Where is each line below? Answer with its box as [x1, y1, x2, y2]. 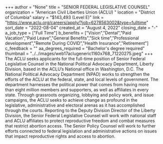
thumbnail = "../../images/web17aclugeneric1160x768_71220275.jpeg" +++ [5, 51, 153, 56]
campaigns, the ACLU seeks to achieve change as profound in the [5, 97, 138, 103]
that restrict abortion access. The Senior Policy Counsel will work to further [5, 123, 156, 128]
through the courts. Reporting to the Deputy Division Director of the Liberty [5, 108, 156, 113]
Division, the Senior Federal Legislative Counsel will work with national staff [5, 113, 157, 118]
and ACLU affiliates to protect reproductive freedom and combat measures [5, 118, 155, 124]
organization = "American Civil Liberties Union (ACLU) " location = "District [5, 9, 155, 15]
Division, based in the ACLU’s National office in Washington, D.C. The [5, 66, 144, 72]
